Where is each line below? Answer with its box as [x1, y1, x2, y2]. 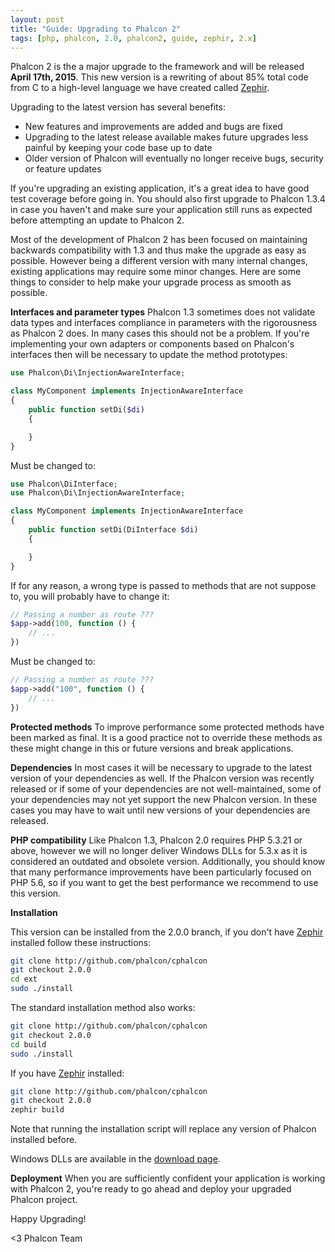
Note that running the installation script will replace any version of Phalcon [10, 1123, 317, 1135]
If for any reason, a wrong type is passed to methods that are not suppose [10, 579, 317, 591]
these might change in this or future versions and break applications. [10, 742, 294, 754]
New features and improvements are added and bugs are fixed [24, 121, 283, 133]
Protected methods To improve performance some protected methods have [10, 721, 325, 733]
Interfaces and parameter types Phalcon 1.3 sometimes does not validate [10, 306, 316, 318]
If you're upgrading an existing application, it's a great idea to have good [10, 182, 310, 195]
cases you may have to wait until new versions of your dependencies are [10, 804, 311, 816]
